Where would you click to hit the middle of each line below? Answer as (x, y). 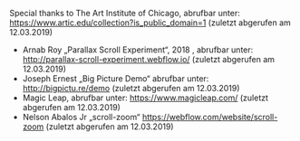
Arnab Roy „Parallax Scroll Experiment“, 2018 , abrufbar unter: (138, 50)
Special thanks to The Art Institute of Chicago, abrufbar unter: (125, 13)
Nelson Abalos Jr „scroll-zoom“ (81, 117)
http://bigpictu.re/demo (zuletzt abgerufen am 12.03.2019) (131, 88)
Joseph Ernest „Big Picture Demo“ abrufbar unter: (116, 79)
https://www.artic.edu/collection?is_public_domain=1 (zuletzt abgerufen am (150, 23)
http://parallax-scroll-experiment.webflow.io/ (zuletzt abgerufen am (148, 59)
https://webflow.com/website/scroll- (210, 117)
